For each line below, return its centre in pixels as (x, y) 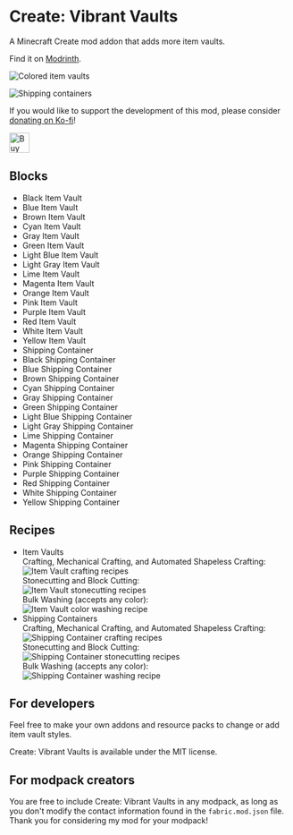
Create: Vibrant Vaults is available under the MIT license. (113, 752)
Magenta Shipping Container (75, 445)
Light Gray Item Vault (61, 264)
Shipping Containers (60, 618)
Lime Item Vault (51, 274)
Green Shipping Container (70, 407)
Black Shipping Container (69, 359)
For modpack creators (72, 780)
